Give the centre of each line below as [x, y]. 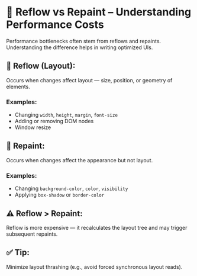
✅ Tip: [18, 253]
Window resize [33, 127]
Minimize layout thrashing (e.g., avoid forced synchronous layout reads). [94, 267]
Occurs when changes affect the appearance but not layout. [80, 160]
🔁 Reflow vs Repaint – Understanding [99, 12]
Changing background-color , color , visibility [71, 188]
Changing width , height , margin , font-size [66, 115]
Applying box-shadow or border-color [59, 195]
